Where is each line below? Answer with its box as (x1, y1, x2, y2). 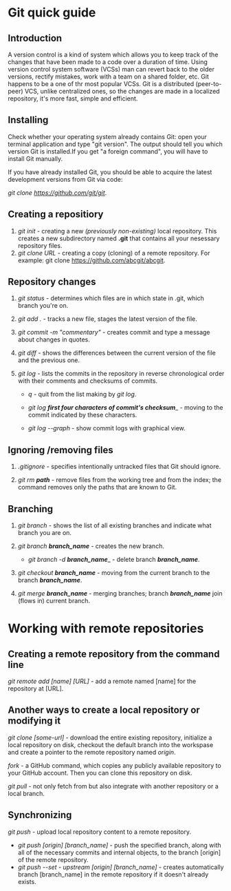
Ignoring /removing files (8, 444, 113, 456)
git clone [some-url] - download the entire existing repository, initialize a (8, 733, 212, 742)
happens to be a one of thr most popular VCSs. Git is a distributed (8, 80, 195, 87)
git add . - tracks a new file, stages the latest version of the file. (17, 315, 198, 323)
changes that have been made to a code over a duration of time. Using (8, 58, 208, 66)
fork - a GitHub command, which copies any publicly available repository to (8, 761, 222, 769)
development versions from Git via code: (8, 175, 123, 183)
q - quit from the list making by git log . (27, 390, 137, 399)
